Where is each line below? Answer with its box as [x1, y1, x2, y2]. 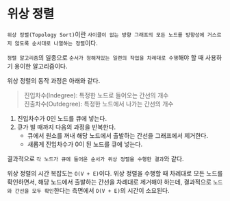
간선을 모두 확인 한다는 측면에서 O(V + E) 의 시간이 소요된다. [14, 186, 170, 194]
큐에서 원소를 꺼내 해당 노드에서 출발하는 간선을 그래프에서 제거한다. [27, 131, 209, 139]
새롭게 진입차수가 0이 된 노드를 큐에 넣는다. [27, 140, 142, 148]
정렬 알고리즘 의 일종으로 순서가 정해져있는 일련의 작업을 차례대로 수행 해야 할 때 [7, 53, 204, 62]
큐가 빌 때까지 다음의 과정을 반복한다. [16, 123, 116, 131]
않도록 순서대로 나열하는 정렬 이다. [14, 38, 98, 47]
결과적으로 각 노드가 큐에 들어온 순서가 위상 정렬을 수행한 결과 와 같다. [7, 154, 184, 163]
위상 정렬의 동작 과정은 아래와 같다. [7, 76, 101, 84]
